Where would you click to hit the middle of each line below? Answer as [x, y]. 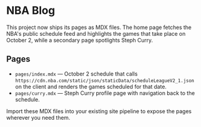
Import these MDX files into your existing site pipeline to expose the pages [99, 111]
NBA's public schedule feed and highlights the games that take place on [96, 33]
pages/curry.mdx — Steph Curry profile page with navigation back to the [105, 93]
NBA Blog [31, 11]
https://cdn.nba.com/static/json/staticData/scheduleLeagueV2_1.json [105, 80]
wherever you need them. [38, 117]
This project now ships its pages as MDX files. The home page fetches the [99, 27]
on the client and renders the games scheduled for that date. [91, 86]
